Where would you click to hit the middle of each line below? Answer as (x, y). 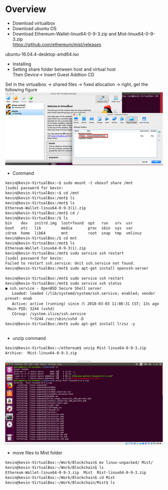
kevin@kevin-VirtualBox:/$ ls (37, 218)
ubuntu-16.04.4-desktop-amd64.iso (42, 54)
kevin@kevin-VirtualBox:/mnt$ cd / (42, 213)
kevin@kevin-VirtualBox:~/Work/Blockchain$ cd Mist (60, 478)
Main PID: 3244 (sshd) (31, 309)
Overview (26, 9)
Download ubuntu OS (34, 28)
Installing (22, 64)
